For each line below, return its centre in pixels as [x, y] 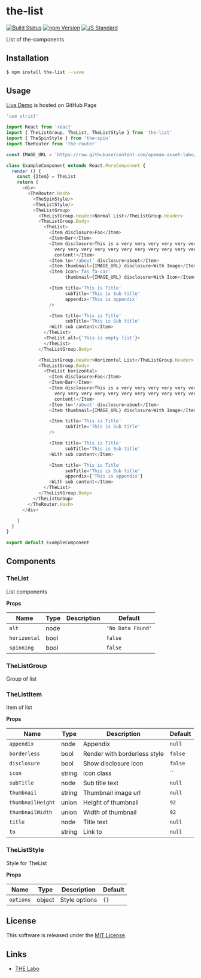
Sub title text [100, 783]
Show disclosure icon [113, 764]
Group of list [22, 679]
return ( [28, 182]
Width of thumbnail [110, 812]
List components [27, 591]
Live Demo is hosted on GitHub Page [51, 105]
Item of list [19, 708]
